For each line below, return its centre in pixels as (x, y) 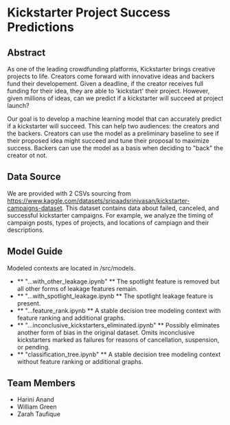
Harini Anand (36, 400)
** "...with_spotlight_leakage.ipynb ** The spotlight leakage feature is (115, 296)
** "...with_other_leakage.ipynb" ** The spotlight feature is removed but (118, 281)
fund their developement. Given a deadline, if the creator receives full (105, 83)
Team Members (41, 383)
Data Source (34, 177)
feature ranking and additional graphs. (71, 318)
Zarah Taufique (38, 414)
